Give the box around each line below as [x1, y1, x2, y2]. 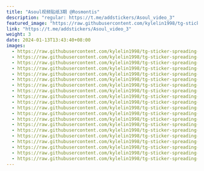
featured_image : [6, 20, 47, 26]
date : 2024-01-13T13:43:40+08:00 [6, 37, 91, 43]
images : [6, 43, 26, 49]
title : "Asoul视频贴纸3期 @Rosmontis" [6, 8, 100, 15]
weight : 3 [6, 32, 32, 38]
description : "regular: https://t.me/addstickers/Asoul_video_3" [6, 15, 175, 21]
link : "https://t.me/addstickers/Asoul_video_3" [6, 25, 132, 32]
